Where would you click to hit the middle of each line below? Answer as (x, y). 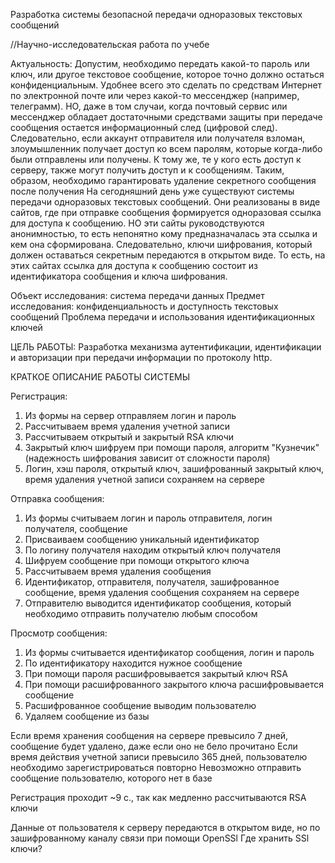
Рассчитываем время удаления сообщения (118, 571)
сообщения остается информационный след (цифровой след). (144, 127)
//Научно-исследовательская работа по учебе (110, 44)
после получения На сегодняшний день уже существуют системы (152, 191)
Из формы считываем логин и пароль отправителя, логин (148, 518)
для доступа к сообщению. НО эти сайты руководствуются (137, 223)
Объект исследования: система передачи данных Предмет (137, 295)
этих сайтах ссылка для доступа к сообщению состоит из (134, 265)
